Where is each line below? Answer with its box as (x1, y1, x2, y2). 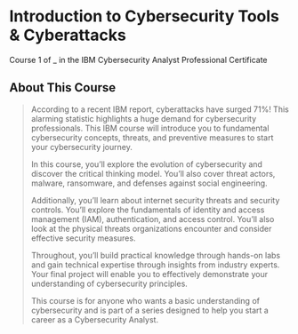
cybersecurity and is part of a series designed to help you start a (30, 305, 269, 315)
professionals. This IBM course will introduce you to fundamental (30, 123, 270, 133)
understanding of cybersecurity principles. (30, 278, 189, 289)
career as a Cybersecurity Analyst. (30, 314, 158, 325)
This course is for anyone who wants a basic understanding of (30, 295, 261, 306)
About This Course (9, 80, 117, 95)
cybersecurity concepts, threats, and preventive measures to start (30, 131, 274, 143)
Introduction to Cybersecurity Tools (9, 6, 280, 27)
